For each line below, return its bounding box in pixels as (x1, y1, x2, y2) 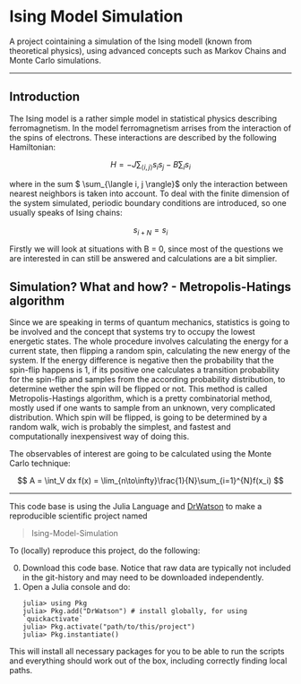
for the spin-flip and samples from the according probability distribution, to (9, 374, 286, 385)
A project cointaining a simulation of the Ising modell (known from (9, 36, 253, 47)
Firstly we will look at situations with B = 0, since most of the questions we (9, 244, 284, 254)
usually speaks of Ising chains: (9, 207, 123, 218)
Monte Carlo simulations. (9, 55, 101, 65)
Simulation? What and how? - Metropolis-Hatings (9, 279, 291, 295)
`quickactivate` (21, 615, 83, 624)
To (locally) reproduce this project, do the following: (9, 545, 201, 556)
